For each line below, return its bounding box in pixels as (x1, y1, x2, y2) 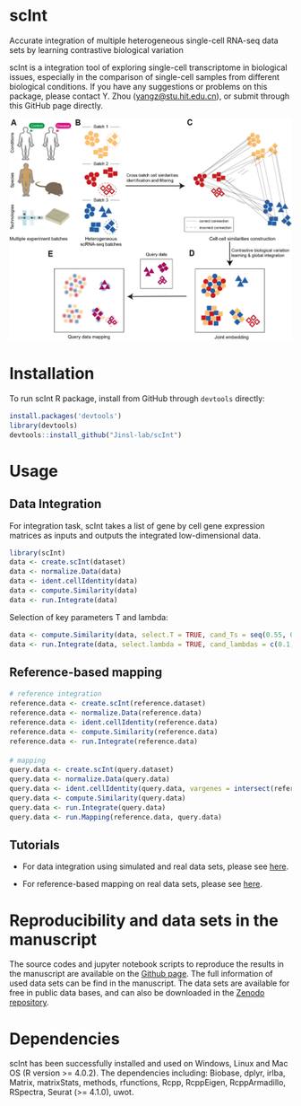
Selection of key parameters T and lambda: (9, 611, 168, 622)
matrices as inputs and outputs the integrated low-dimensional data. (9, 530, 262, 540)
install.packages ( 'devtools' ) (9, 411, 123, 420)
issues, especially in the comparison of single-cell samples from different (9, 71, 280, 82)
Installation (9, 364, 95, 384)
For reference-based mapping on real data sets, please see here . (21, 879, 262, 890)
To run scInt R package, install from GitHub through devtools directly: (9, 392, 266, 404)
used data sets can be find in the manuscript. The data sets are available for (9, 978, 290, 988)
